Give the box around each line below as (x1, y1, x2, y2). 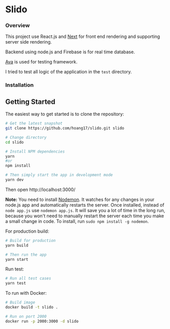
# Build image (5, 300, 36, 305)
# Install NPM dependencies (5, 149, 65, 154)
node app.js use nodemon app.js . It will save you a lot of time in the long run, (5, 207, 165, 213)
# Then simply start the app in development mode (5, 173, 113, 178)
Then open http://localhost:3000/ (5, 186, 76, 193)
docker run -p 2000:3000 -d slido (5, 319, 79, 324)
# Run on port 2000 (5, 314, 47, 319)
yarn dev (5, 177, 24, 182)
